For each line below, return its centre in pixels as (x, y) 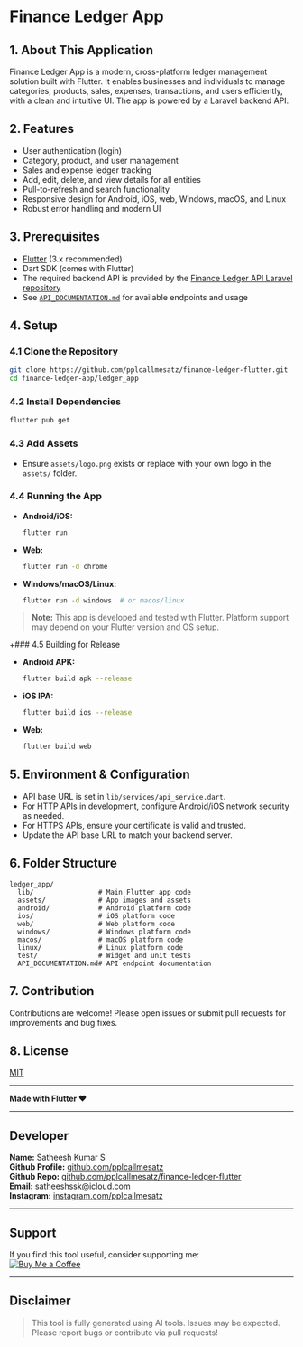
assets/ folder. (50, 473)
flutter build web (57, 747)
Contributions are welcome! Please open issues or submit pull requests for (148, 1013)
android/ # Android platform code (105, 908)
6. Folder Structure (63, 863)
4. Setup (34, 326)
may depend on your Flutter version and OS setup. (125, 627)
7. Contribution (52, 991)
